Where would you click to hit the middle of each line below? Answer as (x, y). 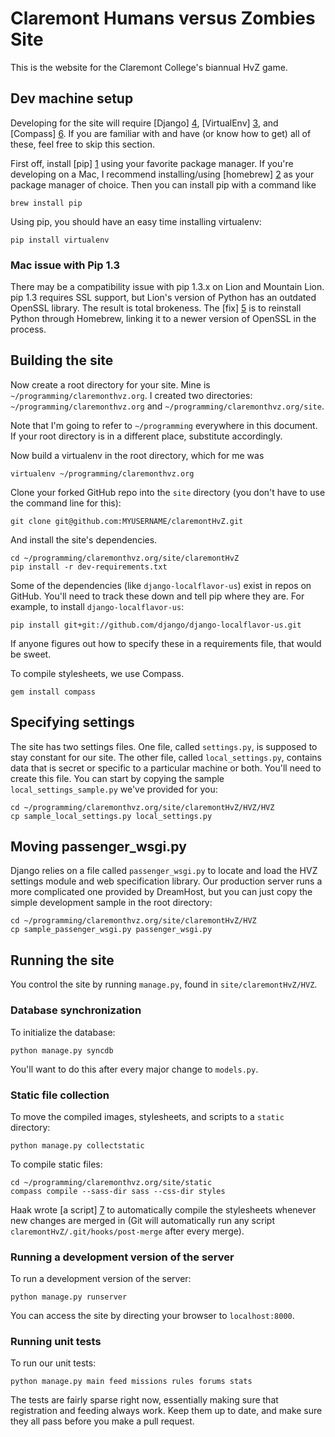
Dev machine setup (72, 98)
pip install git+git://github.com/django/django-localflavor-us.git (156, 625)
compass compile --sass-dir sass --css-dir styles (118, 1191)
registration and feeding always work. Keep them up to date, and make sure (166, 1411)
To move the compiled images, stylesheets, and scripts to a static (147, 1116)
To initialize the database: (63, 1032)
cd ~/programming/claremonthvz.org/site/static (111, 1182)
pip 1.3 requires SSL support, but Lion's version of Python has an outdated (163, 298)
